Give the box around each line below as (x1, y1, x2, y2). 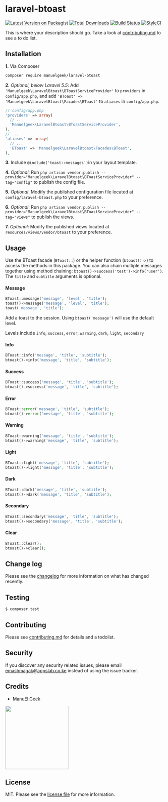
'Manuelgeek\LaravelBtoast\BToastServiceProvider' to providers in (5, 87, 146, 94)
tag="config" (5, 180, 33, 185)
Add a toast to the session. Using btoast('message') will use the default (5, 315, 154, 321)
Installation (5, 50, 41, 58)
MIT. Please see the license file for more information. (5, 791, 115, 797)
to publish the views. (31, 214, 75, 220)
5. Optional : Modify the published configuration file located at (5, 189, 134, 195)
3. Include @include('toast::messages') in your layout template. (5, 159, 137, 166)
